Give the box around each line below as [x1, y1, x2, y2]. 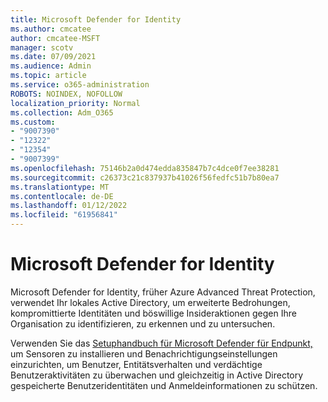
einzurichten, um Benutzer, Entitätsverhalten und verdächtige [10, 358, 263, 370]
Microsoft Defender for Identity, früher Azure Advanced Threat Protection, [10, 286, 316, 298]
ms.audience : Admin [10, 61, 92, 71]
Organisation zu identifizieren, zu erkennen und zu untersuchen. [10, 317, 276, 330]
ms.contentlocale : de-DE [10, 191, 114, 201]
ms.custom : [10, 117, 56, 127]
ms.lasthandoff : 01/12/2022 [10, 201, 128, 211]
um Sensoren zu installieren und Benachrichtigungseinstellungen [10, 347, 278, 360]
